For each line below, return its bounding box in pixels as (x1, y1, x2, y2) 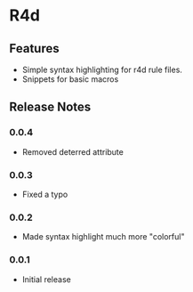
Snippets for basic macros (21, 74, 119, 85)
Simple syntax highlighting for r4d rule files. (21, 64, 182, 75)
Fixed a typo (21, 189, 68, 199)
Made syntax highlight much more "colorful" (21, 231, 185, 242)
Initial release (21, 273, 71, 285)
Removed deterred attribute (21, 146, 125, 157)
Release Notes (9, 100, 92, 115)
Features (9, 41, 60, 56)
